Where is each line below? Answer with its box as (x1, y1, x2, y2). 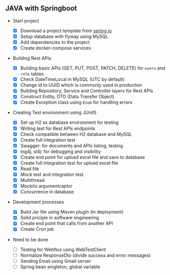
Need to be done (12, 236, 48, 242)
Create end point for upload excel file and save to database (20, 154, 145, 160)
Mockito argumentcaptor (20, 183, 73, 189)
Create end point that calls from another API (20, 220, 113, 226)
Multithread (20, 177, 45, 184)
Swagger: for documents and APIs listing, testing (20, 143, 124, 149)
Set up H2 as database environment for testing (20, 120, 119, 126)
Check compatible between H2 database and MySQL (20, 131, 133, 137)
